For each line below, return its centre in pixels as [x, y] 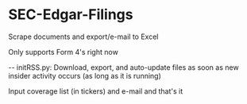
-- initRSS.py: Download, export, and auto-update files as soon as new [124, 67]
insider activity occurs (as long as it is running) [85, 75]
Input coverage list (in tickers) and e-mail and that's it [96, 91]
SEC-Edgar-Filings [71, 15]
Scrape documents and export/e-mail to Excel [83, 37]
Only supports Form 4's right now [64, 52]
